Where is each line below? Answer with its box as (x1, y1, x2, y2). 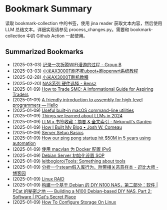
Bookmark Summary (5, 3, 92, 15)
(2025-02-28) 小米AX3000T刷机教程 (12, 74, 89, 80)
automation (12, 140, 36, 146)
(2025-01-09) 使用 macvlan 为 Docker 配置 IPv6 (12, 146, 111, 152)
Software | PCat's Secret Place (12, 193, 76, 199)
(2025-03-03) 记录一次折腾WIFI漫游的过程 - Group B (12, 61, 121, 68)
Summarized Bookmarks (5, 48, 84, 56)
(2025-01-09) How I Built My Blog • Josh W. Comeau (12, 124, 122, 130)
